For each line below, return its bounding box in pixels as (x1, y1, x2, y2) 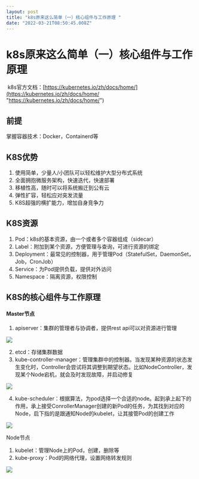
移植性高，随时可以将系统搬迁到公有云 (14, 184, 109, 191)
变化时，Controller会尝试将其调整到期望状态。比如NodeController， (20, 364, 187, 371)
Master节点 (6, 310, 35, 317)
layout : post (6, 8, 39, 15)
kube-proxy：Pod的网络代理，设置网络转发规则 (14, 454, 132, 462)
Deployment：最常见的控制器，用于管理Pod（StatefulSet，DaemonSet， (14, 250, 194, 258)
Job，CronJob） (14, 258, 57, 265)
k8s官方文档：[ (7, 83, 45, 91)
